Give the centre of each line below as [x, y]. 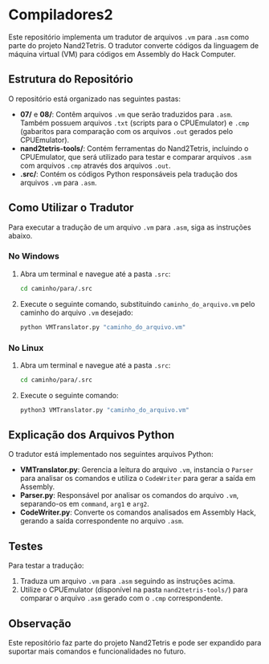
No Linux [26, 348]
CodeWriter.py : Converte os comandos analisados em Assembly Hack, [138, 512]
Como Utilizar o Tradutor [71, 208]
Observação [40, 623]
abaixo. [20, 235]
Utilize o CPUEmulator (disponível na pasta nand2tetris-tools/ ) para [134, 590]
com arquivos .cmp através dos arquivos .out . [95, 165]
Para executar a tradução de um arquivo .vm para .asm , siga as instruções [130, 227]
